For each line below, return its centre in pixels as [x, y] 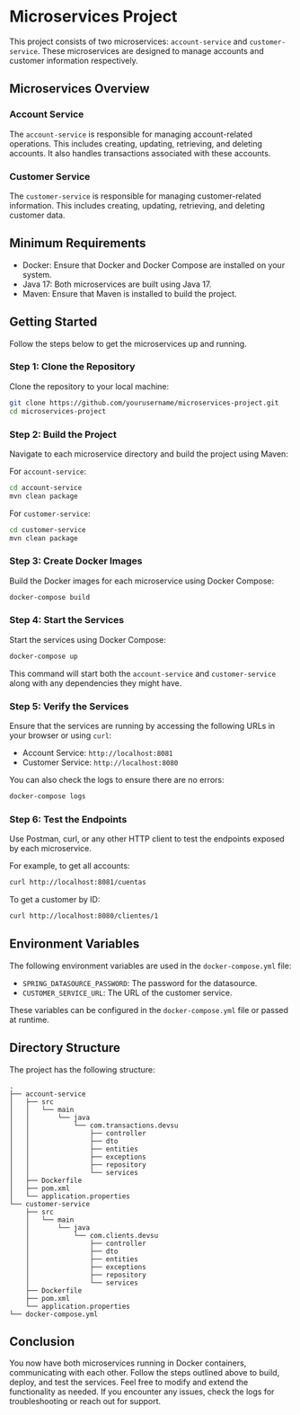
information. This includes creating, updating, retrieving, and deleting [137, 205]
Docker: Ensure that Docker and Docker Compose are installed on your [154, 265]
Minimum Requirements [78, 243]
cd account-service [46, 487]
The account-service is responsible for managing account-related [131, 134]
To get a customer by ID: [55, 900]
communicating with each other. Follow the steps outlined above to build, [145, 1373]
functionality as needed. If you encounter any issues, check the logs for [142, 1392]
